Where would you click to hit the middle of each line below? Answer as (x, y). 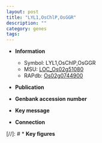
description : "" (26, 23)
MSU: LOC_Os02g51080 (54, 69)
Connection (30, 122)
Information (30, 51)
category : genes (26, 29)
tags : (13, 34)
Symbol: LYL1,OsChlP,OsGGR (60, 63)
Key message (32, 111)
